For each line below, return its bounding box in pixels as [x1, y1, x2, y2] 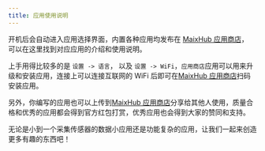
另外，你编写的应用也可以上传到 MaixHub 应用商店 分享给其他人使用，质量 [8, 97, 247, 107]
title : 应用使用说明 [8, 11, 69, 20]
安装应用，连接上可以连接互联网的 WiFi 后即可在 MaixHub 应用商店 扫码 [21, 70, 251, 80]
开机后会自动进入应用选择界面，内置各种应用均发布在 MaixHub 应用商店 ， [8, 34, 248, 43]
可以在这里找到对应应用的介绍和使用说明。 [8, 44, 147, 54]
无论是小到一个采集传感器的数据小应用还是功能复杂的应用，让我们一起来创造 [8, 124, 257, 134]
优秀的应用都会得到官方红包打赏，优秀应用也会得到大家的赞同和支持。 [21, 108, 250, 117]
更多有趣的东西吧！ [8, 134, 71, 143]
